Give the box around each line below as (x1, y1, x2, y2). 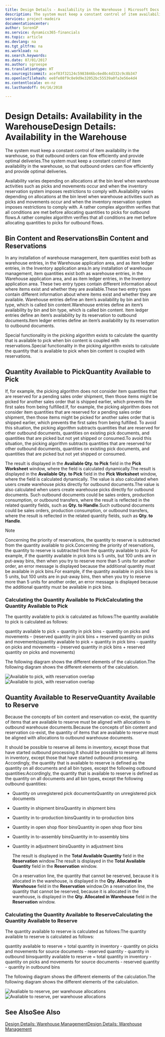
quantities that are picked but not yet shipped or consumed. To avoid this (5, 435, 152, 441)
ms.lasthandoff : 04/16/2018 (5, 85, 63, 90)
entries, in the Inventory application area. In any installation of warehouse (5, 265, 152, 271)
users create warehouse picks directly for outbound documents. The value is (5, 482, 160, 488)
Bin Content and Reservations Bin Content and (5, 234, 149, 243)
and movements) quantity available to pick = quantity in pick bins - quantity (5, 639, 157, 645)
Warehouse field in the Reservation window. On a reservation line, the (12, 884, 154, 889)
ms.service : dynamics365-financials (5, 30, 80, 35)
